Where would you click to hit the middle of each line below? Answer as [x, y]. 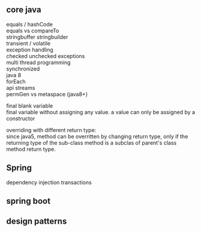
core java [24, 10]
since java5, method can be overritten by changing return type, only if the [97, 136]
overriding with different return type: [51, 130]
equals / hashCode [29, 24]
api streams [21, 88]
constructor [21, 118]
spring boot [28, 201]
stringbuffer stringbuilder [37, 37]
